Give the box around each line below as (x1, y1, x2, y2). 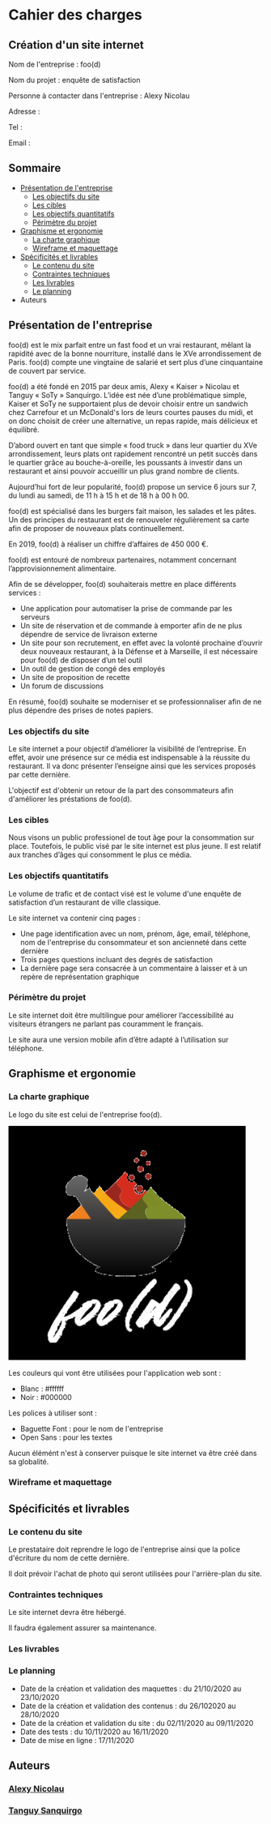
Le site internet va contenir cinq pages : (8, 913, 141, 923)
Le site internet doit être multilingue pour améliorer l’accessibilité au (8, 1010, 235, 1020)
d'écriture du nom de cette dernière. (8, 1553, 129, 1563)
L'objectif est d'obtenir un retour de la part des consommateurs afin (8, 785, 234, 795)
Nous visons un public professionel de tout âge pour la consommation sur (8, 833, 255, 842)
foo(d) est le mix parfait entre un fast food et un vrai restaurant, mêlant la (8, 340, 252, 349)
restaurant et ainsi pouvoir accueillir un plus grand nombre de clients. (8, 466, 240, 476)
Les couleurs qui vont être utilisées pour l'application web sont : (8, 1368, 222, 1377)
